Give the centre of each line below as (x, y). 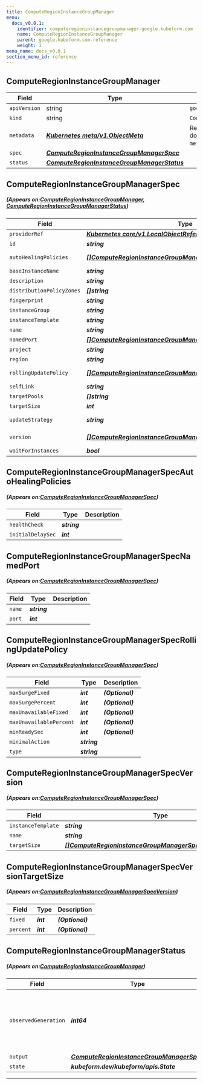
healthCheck (27, 525)
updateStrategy (31, 420)
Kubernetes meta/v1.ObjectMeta (95, 135)
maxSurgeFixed (30, 693)
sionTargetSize (35, 876)
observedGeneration (37, 1020)
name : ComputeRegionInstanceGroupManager (70, 34)
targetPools (27, 396)
